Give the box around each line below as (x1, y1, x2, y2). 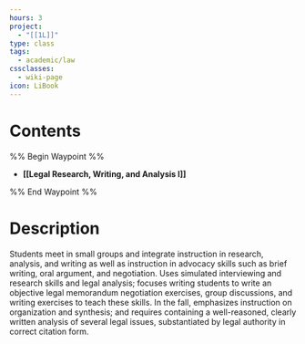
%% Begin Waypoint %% (9, 151, 105, 162)
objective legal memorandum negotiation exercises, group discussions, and (9, 287, 293, 297)
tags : (9, 47, 30, 57)
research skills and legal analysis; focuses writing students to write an (9, 277, 272, 288)
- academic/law (17, 56, 76, 65)
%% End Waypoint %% (9, 186, 97, 197)
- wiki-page (17, 73, 64, 82)
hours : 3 (9, 13, 43, 23)
